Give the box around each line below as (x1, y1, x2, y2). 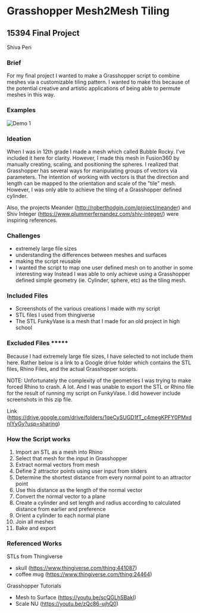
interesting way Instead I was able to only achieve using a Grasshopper (15, 270, 190, 278)
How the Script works (7, 435, 71, 443)
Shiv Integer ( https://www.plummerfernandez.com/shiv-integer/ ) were (7, 210, 179, 217)
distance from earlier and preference (15, 506, 106, 513)
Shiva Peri (7, 44, 32, 51)
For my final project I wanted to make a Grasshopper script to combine (7, 72, 180, 79)
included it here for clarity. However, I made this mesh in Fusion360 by (7, 154, 180, 162)
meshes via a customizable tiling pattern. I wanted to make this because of (7, 79, 190, 86)
